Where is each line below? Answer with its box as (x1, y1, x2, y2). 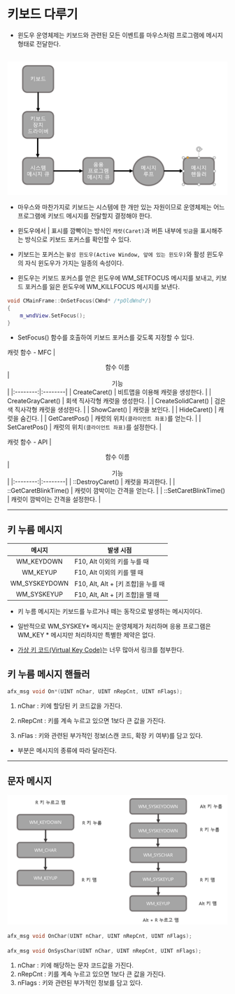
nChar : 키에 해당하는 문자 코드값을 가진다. (17, 960, 134, 969)
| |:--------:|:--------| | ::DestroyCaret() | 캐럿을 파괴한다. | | (7, 477, 176, 486)
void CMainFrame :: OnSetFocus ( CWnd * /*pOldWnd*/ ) (7, 297, 152, 304)
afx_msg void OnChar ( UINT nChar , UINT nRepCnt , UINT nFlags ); (7, 932, 192, 940)
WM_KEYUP (22, 568, 57, 576)
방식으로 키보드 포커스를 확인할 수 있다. (24, 235, 131, 244)
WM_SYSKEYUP (15, 590, 63, 598)
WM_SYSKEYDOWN (10, 579, 69, 588)
